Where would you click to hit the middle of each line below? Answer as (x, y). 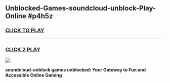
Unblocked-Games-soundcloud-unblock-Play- (81, 8)
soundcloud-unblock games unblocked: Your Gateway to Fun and (76, 69)
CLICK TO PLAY (25, 31)
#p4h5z (40, 16)
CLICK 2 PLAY (23, 49)
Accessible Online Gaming (34, 75)
